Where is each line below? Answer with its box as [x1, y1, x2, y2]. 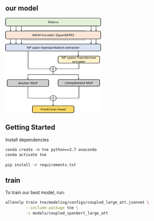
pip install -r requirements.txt [5, 162, 76, 167]
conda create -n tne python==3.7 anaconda [5, 147, 97, 152]
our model [5, 4, 38, 13]
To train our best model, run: [5, 190, 65, 196]
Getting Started [5, 123, 56, 132]
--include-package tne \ [25, 205, 79, 210]
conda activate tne [5, 152, 47, 157]
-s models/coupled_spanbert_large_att [25, 211, 109, 216]
